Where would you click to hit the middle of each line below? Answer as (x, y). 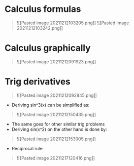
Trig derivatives (38, 82)
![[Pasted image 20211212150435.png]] (56, 114)
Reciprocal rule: (28, 148)
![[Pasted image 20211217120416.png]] (56, 158)
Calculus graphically (48, 48)
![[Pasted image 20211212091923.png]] (56, 62)
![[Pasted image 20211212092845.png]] (57, 95)
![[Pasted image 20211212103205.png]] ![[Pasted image (73, 23)
